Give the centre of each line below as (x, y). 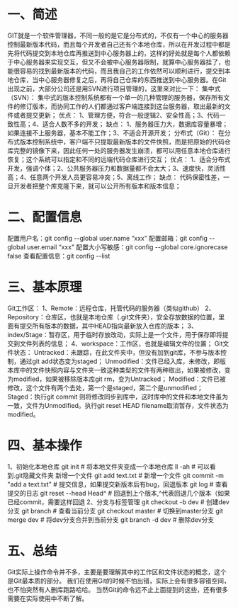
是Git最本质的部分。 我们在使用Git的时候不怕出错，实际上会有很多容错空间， (119, 581)
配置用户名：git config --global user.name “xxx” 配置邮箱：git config (107, 238)
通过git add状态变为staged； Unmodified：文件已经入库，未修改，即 (120, 361)
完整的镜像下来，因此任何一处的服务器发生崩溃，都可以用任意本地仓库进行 (122, 150)
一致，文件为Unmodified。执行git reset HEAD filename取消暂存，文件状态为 (118, 405)
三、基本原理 (45, 287)
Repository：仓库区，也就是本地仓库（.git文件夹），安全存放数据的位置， (113, 317)
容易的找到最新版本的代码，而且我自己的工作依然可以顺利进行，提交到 (122, 71)
